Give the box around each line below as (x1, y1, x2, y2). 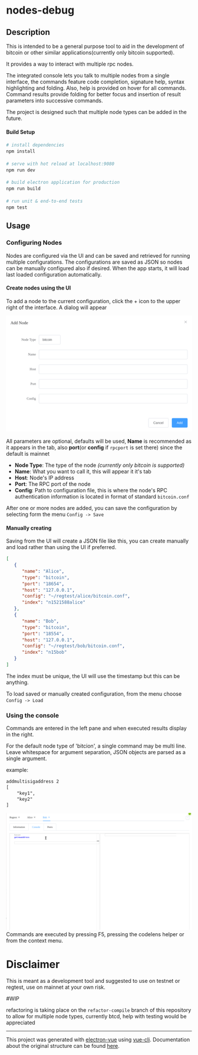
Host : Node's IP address (14, 474, 75, 482)
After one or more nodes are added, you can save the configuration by (6, 505, 177, 512)
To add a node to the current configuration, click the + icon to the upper (6, 297, 181, 304)
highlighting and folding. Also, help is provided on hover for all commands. (6, 85, 187, 92)
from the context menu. (6, 937, 64, 944)
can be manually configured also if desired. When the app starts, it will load (6, 264, 189, 272)
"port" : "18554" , (21, 631, 65, 637)
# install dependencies (6, 142, 65, 148)
